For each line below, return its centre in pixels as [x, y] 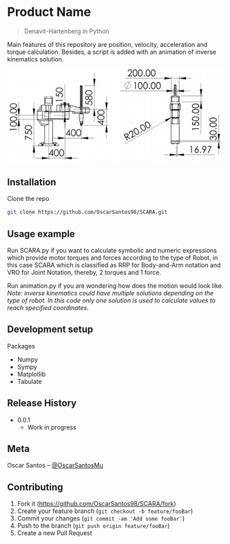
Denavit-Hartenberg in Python [67, 31]
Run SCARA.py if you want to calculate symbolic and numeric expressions [112, 250]
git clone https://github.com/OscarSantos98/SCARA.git [87, 212]
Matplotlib [31, 374]
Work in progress [52, 427]
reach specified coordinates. [48, 307]
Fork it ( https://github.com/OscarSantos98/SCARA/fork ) [97, 504]
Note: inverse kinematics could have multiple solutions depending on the [111, 293]
